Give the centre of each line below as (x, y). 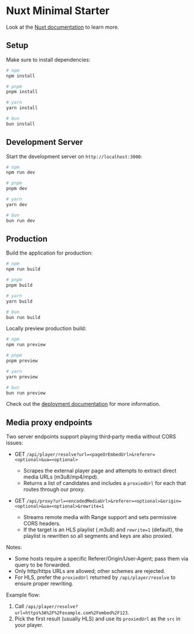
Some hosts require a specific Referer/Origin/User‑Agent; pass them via (101, 559)
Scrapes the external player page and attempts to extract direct (100, 471)
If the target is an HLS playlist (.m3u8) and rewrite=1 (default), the (103, 530)
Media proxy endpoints (49, 423)
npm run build (23, 269)
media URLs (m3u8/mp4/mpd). (61, 477)
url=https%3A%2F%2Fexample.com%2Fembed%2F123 (71, 613)
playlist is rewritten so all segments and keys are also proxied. (98, 536)
